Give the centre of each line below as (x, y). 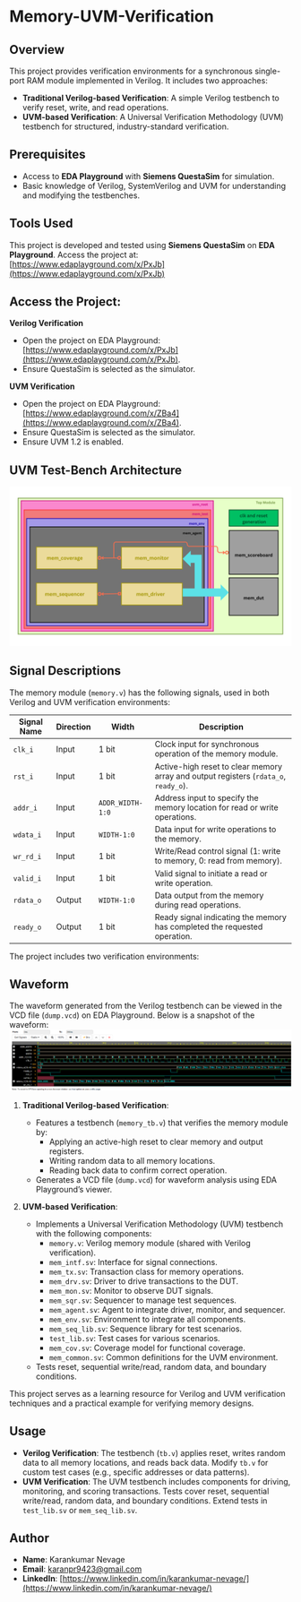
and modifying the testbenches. (81, 195)
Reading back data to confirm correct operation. (138, 1170)
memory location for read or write (217, 807)
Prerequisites (47, 155)
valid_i (27, 879)
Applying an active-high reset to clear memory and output (156, 1141)
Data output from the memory (209, 895)
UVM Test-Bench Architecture (95, 470)
